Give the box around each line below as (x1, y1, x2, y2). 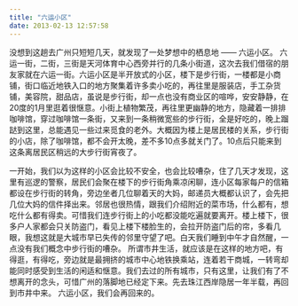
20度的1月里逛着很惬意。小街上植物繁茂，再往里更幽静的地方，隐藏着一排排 (9, 102, 286, 113)
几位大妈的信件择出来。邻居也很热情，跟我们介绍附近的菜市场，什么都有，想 (9, 199, 289, 209)
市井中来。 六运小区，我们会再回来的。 (16, 287, 160, 298)
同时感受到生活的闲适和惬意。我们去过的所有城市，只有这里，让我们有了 (16, 265, 281, 276)
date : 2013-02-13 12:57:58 (9, 21, 109, 30)
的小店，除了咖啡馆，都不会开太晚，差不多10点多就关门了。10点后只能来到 (9, 135, 282, 146)
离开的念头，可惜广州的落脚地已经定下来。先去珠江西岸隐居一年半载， (16, 276, 273, 286)
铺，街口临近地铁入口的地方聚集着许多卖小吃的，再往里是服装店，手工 (9, 80, 266, 90)
